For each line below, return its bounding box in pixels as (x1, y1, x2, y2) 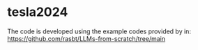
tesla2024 (7, 4, 68, 20)
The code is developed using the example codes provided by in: (7, 27, 192, 35)
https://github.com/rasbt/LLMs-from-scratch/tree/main (7, 34, 166, 42)
